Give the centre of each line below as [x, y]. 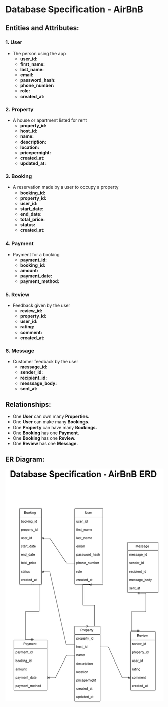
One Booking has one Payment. [46, 433]
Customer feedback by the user [46, 362]
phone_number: [37, 85]
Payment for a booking [36, 254]
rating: [27, 327]
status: [28, 225]
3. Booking [19, 176]
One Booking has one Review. [44, 438]
